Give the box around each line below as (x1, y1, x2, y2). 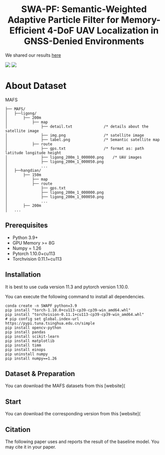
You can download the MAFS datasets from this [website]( (5, 383, 125, 389)
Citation (5, 425, 31, 434)
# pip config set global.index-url (5, 316, 79, 321)
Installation (5, 270, 41, 279)
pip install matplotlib (5, 338, 55, 344)
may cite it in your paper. (5, 443, 56, 450)
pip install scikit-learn (5, 334, 59, 339)
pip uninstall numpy (5, 352, 48, 357)
